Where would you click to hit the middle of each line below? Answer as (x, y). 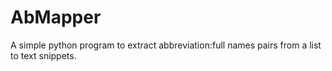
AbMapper (56, 17)
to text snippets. (43, 55)
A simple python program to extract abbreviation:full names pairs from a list (166, 45)
